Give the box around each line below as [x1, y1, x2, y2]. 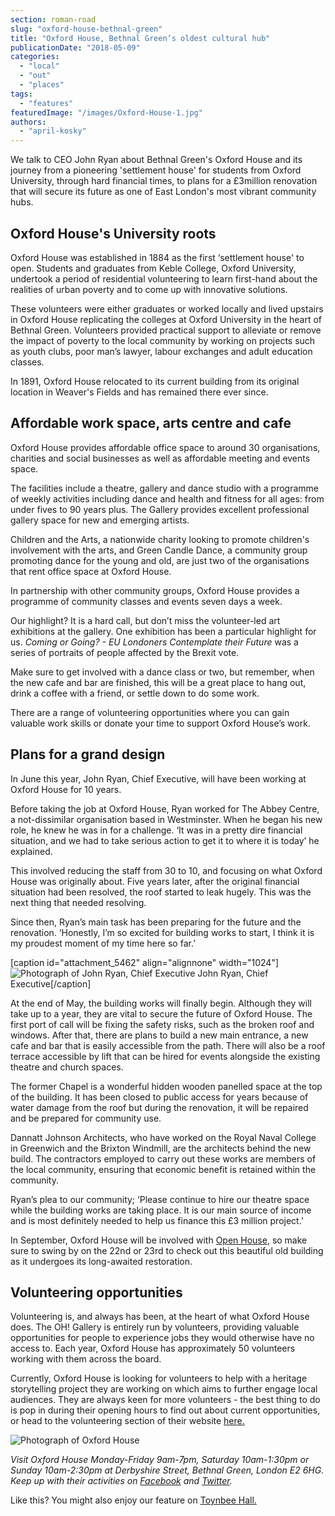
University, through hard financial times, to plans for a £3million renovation [10, 175, 318, 187]
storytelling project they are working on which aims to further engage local [10, 1383, 318, 1395]
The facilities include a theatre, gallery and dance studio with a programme [10, 482, 319, 494]
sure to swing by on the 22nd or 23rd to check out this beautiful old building [10, 1244, 324, 1256]
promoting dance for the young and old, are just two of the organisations [10, 554, 310, 566]
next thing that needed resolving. [10, 896, 147, 908]
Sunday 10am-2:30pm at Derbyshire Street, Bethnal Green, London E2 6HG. [10, 1464, 325, 1476]
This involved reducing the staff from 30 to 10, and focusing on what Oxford [10, 864, 323, 876]
